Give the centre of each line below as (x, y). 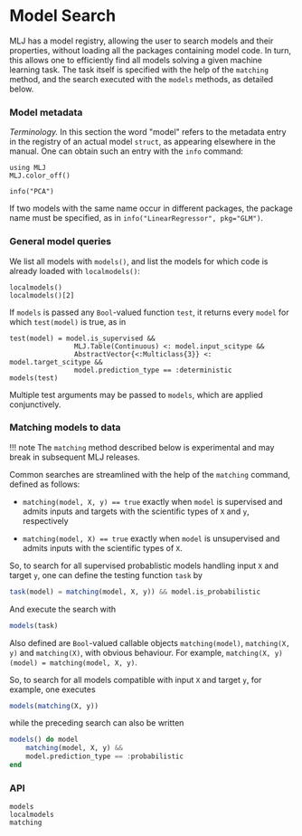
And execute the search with (63, 609)
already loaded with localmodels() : (75, 271)
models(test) (34, 378)
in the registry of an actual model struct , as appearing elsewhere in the (142, 142)
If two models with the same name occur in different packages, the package (151, 208)
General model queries (60, 242)
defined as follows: (45, 484)
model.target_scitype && (56, 362)
